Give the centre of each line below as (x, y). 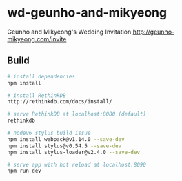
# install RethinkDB (37, 95)
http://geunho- (153, 32)
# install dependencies (41, 76)
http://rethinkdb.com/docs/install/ (60, 102)
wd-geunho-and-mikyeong (87, 13)
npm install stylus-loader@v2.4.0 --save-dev (73, 152)
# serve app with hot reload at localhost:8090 (77, 164)
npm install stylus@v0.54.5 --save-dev (64, 146)
